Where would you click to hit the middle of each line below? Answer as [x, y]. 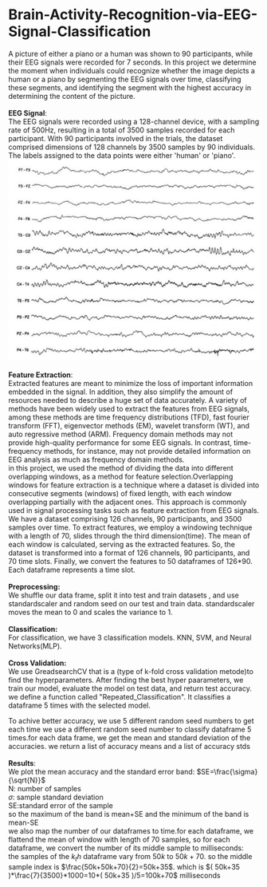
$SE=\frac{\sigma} [227, 772]
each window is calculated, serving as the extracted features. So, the [122, 545]
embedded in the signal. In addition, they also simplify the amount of [121, 392]
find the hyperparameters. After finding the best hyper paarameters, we [126, 680]
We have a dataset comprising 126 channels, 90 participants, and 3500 [125, 519]
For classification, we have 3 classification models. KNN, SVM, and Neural [130, 638]
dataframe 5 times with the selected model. [80, 706]
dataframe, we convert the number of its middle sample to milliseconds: [126, 848]
